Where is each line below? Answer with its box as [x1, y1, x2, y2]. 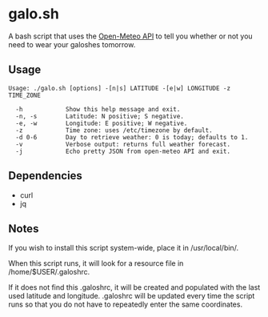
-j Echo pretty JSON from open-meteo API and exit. [15, 147, 230, 155]
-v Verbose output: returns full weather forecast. [15, 140, 230, 148]
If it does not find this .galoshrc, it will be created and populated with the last [8, 283, 261, 292]
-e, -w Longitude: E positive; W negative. [15, 119, 188, 127]
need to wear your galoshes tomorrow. [8, 39, 136, 49]
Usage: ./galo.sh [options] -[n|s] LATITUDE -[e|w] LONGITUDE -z [8, 84, 230, 92]
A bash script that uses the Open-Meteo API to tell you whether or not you [8, 31, 254, 41]
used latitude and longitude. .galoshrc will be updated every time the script [8, 291, 255, 301]
